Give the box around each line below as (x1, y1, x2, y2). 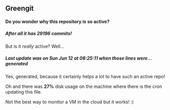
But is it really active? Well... (5, 43, 65, 49)
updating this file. (5, 88, 42, 95)
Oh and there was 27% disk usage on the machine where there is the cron (5, 83, 162, 89)
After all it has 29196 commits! (5, 30, 72, 36)
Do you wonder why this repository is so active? (5, 18, 110, 25)
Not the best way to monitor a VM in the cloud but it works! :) (5, 99, 134, 105)
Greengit (5, 4, 34, 13)
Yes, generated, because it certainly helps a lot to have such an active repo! (5, 73, 165, 79)
